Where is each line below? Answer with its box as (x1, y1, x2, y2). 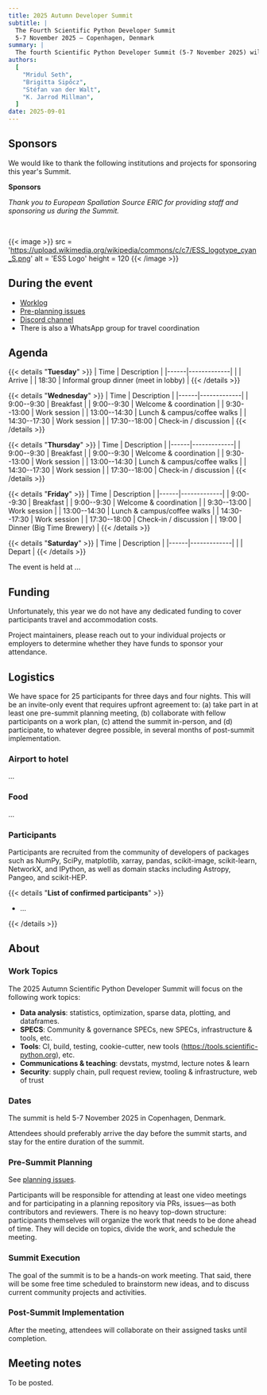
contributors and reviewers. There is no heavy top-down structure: (8, 1207, 226, 1217)
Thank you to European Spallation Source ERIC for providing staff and (8, 197, 238, 207)
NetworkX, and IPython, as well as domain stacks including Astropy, (8, 864, 231, 874)
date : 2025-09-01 (8, 108, 66, 116)
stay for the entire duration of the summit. (8, 1137, 145, 1146)
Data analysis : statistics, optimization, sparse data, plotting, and (19, 1007, 230, 1017)
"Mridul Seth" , (22, 71, 73, 79)
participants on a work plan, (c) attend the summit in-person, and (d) (8, 717, 233, 727)
